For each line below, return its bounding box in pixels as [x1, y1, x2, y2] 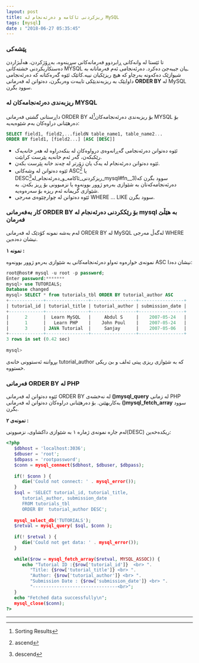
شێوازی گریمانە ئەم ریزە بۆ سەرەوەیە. [14, 187, 99, 194]
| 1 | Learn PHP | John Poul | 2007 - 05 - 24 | [6, 319, 187, 326]
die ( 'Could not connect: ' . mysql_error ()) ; [21, 479, 136, 485]
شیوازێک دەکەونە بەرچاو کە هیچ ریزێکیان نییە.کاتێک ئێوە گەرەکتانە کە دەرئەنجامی [6, 71, 182, 78]
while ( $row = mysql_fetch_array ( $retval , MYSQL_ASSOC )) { [14, 556, 161, 562]
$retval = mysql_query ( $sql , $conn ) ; [14, 523, 113, 529]
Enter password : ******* [6, 275, 65, 281]
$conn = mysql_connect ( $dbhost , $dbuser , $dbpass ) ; [14, 462, 145, 468]
